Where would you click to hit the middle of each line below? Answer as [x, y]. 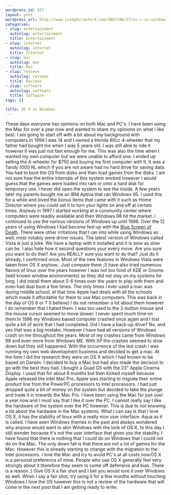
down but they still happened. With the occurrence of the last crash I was [82, 346]
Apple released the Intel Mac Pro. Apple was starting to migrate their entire [83, 379]
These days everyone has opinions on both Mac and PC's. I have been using [85, 124]
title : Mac [21, 67]
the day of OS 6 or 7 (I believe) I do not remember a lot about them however [85, 303]
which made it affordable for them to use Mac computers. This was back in [84, 298]
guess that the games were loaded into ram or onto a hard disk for [75, 184]
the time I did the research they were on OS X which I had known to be [79, 357]
